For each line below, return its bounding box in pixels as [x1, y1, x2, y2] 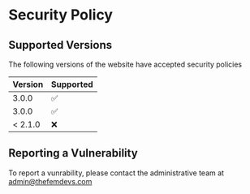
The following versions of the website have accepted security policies [8, 59, 242, 69]
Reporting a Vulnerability [8, 146, 138, 160]
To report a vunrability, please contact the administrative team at [8, 168, 225, 178]
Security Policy [8, 6, 114, 24]
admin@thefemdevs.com [8, 176, 93, 186]
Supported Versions [8, 38, 112, 52]
